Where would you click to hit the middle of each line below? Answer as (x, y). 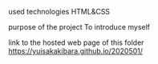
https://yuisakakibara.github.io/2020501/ (75, 51)
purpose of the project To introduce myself (79, 27)
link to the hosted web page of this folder (76, 42)
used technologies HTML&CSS (59, 12)
